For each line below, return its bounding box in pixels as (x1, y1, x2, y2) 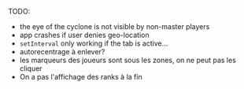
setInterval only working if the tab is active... (19, 39, 168, 48)
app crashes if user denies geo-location (19, 31, 150, 39)
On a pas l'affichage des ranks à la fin (19, 72, 143, 81)
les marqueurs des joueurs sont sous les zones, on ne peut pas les (19, 55, 236, 65)
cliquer (19, 64, 43, 73)
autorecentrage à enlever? (19, 47, 105, 56)
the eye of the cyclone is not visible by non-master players (19, 22, 210, 31)
